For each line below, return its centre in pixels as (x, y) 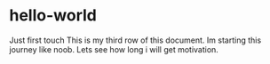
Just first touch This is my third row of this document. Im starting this (135, 40)
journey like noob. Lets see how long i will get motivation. (114, 49)
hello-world (53, 16)
